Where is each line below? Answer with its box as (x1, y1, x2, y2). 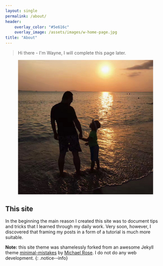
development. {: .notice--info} (5, 255, 68, 261)
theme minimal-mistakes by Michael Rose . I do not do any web (5, 250, 137, 256)
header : (5, 19, 22, 24)
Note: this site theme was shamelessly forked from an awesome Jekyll (5, 244, 154, 250)
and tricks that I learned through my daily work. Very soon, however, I (5, 224, 151, 230)
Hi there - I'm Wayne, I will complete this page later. (17, 50, 126, 56)
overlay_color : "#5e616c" (14, 25, 70, 30)
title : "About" (5, 35, 38, 40)
